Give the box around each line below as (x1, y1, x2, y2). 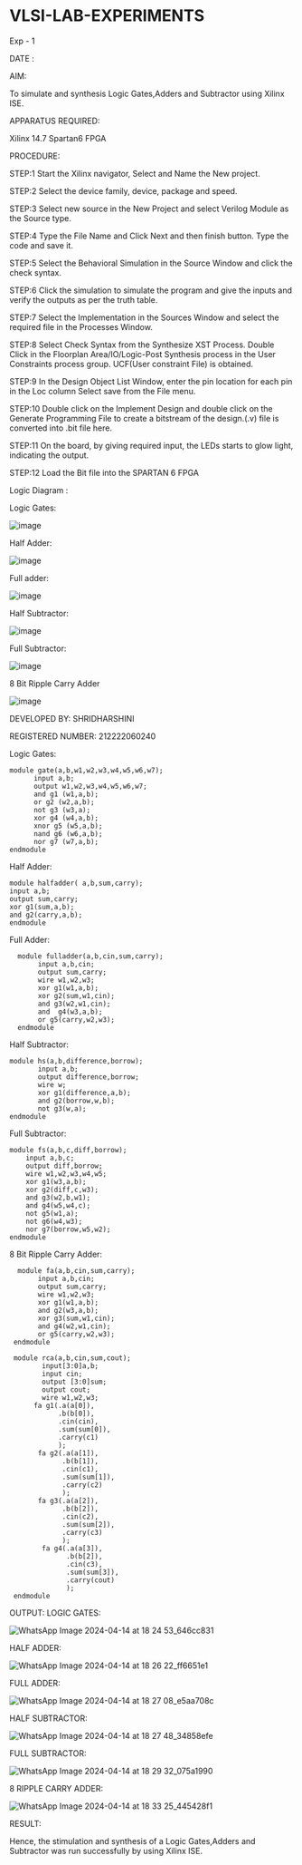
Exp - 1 (9, 35, 35, 46)
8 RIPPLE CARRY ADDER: (9, 1782, 104, 1793)
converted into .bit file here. (9, 423, 113, 433)
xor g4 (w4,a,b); (33, 813, 99, 822)
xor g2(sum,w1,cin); (37, 991, 116, 1000)
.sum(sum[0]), (57, 1424, 111, 1433)
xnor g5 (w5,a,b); (33, 821, 103, 831)
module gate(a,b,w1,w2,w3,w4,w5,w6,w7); (9, 765, 165, 775)
